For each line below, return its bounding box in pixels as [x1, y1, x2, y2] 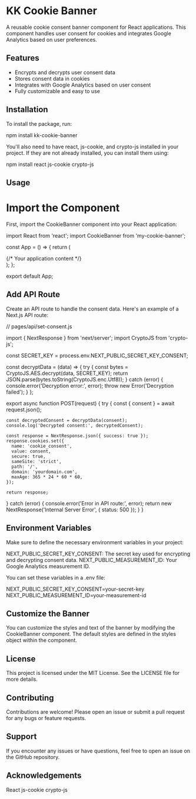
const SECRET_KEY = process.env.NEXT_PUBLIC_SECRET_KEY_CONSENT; [6, 352, 188, 359]
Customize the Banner [6, 608, 90, 618]
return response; [6, 490, 49, 495]
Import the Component [6, 201, 120, 215]
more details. [6, 675, 38, 683]
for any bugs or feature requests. [6, 714, 87, 721]
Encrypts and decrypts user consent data [14, 69, 116, 76]
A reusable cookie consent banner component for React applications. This [6, 24, 187, 31]
